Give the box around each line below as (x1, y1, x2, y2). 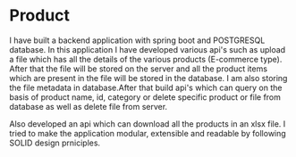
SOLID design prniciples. (9, 137, 101, 148)
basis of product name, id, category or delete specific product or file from (9, 91, 282, 103)
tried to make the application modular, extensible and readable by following (9, 128, 286, 138)
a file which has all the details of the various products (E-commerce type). (9, 54, 283, 64)
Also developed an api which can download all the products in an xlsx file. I (9, 118, 286, 129)
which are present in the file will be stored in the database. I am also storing (9, 72, 288, 83)
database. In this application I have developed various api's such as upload (9, 44, 286, 54)
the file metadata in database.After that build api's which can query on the (9, 82, 283, 93)
